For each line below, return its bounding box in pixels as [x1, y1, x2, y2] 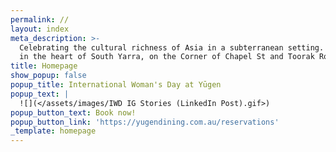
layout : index [10, 24, 70, 34]
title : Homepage [10, 61, 78, 71]
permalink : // [10, 14, 70, 25]
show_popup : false [10, 71, 87, 81]
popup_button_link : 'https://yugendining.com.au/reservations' [10, 117, 280, 127]
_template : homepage [10, 126, 97, 136]
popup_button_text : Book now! [10, 107, 137, 118]
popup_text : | [10, 89, 70, 99]
